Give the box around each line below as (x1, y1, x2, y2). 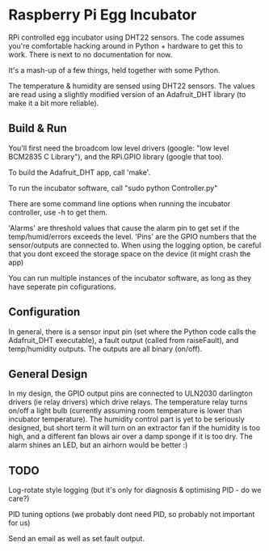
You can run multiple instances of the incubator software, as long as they (8, 273, 252, 282)
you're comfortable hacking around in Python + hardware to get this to (8, 40, 243, 50)
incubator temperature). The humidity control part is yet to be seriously (8, 414, 245, 424)
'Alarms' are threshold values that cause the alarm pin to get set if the (8, 223, 240, 232)
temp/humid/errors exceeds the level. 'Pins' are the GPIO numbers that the (8, 231, 257, 241)
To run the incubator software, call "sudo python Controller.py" (8, 183, 218, 193)
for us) (8, 518, 31, 528)
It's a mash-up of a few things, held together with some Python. (8, 65, 221, 74)
